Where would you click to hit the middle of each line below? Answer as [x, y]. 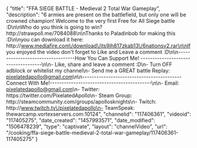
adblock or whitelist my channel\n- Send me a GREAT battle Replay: [88, 70]
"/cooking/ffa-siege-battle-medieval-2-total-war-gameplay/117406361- [92, 133]
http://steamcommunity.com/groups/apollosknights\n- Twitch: [81, 101]
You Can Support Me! [113, 58]
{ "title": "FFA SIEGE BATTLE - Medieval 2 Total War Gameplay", [83, 8]
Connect [16, 83]
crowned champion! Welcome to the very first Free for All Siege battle [91, 21]
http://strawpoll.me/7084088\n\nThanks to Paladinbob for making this [91, 33]
